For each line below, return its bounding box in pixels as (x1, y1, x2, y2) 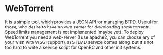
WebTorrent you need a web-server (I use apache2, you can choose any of (5, 34, 155, 40)
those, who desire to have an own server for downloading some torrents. (5, 24, 150, 29)
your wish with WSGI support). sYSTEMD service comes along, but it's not (5, 39, 154, 45)
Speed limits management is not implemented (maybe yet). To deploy (5, 29, 144, 35)
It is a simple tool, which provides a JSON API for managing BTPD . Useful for (5, 19, 158, 25)
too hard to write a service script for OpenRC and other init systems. (5, 44, 142, 50)
